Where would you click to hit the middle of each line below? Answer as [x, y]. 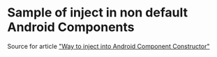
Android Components [71, 27]
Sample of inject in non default [98, 13]
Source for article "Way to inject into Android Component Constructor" [108, 46]
